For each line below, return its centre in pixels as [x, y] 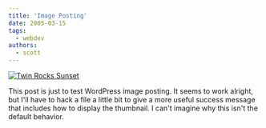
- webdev [30, 38]
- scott [28, 53]
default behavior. [36, 116]
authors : [23, 46]
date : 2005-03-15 [37, 23]
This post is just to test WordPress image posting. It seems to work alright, [131, 91]
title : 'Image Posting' [48, 16]
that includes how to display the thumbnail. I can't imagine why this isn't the [133, 108]
